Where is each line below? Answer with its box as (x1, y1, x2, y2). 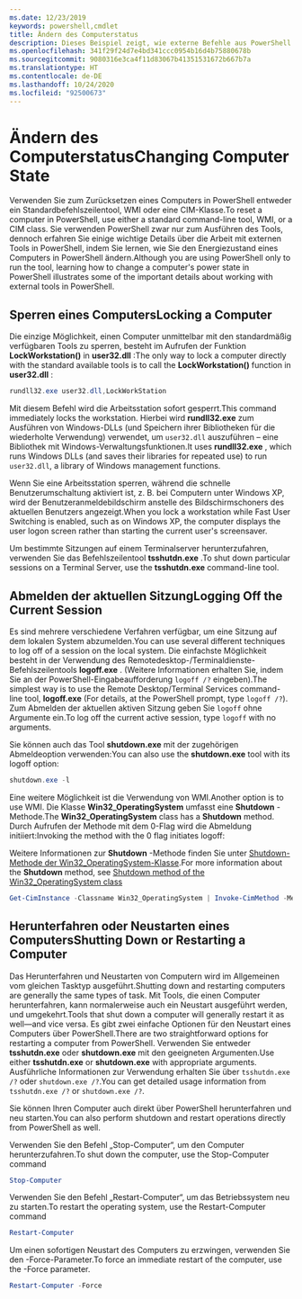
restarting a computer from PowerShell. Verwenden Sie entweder (9, 1037, 252, 1048)
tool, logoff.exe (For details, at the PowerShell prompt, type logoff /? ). (24, 693, 289, 703)
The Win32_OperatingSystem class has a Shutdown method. (44, 811, 275, 821)
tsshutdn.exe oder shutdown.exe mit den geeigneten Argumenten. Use (9, 1047, 275, 1058)
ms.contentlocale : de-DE (9, 72, 102, 81)
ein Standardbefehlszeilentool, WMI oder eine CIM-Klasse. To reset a (9, 204, 262, 216)
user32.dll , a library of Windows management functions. (9, 461, 221, 471)
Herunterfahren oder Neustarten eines (9, 918, 230, 934)
